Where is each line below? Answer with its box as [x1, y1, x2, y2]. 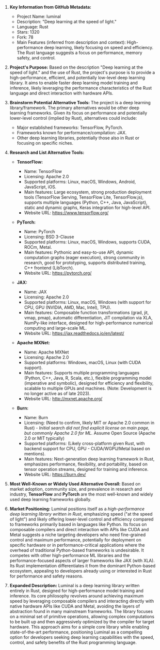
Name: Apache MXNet [24, 349, 69, 355]
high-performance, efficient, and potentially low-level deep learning [9, 75, 145, 80]
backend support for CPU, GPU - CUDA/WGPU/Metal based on [24, 446, 150, 451]
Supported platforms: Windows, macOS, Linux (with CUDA [24, 360, 142, 365]
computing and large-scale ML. [24, 325, 87, 331]
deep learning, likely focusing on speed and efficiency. [44, 45, 154, 50]
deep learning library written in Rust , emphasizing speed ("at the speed [9, 511, 153, 517]
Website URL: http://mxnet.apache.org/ [24, 396, 103, 401]
